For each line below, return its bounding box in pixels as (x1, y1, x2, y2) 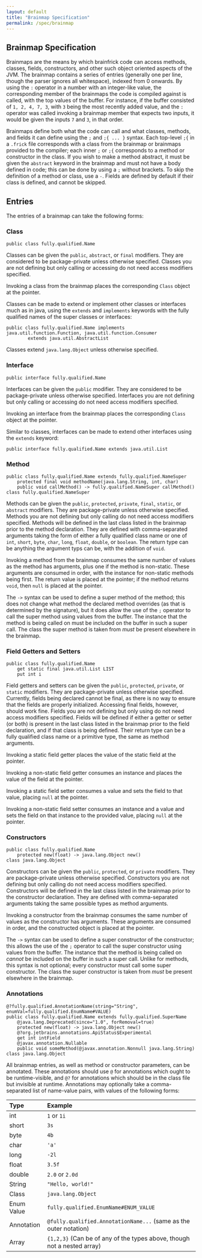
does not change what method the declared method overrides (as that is (6, 600, 186, 607)
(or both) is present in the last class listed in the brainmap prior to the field (6, 721, 190, 728)
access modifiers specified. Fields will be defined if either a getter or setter (6, 714, 192, 721)
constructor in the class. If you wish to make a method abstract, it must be (6, 153, 190, 160)
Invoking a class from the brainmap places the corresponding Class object (6, 283, 191, 290)
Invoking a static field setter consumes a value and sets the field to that (6, 787, 183, 795)
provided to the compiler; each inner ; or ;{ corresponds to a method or (6, 147, 185, 154)
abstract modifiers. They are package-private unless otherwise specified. (6, 506, 189, 513)
